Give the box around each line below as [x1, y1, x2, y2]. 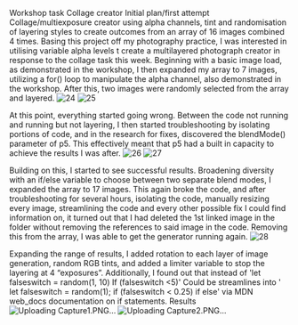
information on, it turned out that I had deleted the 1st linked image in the [9, 213, 276, 223]
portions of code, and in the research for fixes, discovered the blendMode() [9, 129, 286, 139]
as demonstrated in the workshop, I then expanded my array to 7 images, [9, 64, 278, 75]
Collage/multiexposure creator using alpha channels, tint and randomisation [9, 17, 287, 28]
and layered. [9, 93, 55, 103]
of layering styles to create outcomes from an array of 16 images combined [9, 27, 285, 37]
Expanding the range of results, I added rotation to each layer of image [9, 248, 269, 259]
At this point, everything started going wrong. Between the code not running [9, 110, 289, 120]
